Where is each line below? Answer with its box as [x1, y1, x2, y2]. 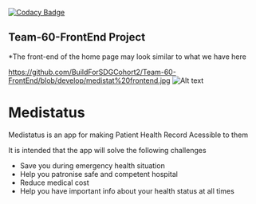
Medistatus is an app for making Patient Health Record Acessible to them [8, 130, 249, 139]
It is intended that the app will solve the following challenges [8, 145, 207, 155]
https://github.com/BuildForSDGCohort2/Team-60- [8, 67, 177, 76]
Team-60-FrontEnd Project [8, 30, 146, 44]
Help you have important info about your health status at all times [19, 186, 235, 195]
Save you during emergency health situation [19, 160, 165, 171]
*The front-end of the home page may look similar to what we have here [8, 52, 247, 61]
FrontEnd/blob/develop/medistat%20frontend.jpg [8, 76, 171, 85]
